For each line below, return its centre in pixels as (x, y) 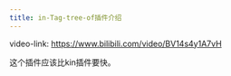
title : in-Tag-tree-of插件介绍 (66, 18)
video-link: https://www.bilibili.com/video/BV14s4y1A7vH (115, 43)
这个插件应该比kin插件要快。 (63, 62)
